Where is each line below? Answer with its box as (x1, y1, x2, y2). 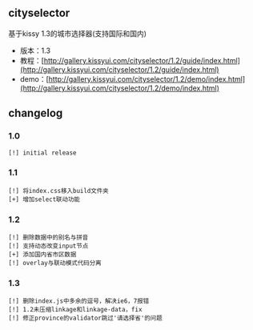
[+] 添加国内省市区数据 (8, 251, 77, 259)
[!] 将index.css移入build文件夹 (8, 187, 110, 195)
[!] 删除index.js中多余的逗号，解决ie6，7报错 (8, 297, 150, 305)
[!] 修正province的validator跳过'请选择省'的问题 (8, 314, 163, 323)
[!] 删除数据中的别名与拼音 (8, 234, 89, 242)
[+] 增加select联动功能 (8, 195, 80, 203)
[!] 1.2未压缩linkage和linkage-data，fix (8, 306, 143, 314)
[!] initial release (8, 148, 78, 157)
